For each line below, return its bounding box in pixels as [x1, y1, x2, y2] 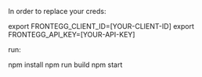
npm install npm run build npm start [8, 60, 123, 69]
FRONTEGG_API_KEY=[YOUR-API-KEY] [8, 30, 135, 39]
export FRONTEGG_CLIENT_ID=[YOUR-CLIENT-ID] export [8, 22, 194, 30]
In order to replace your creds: [8, 7, 106, 16]
